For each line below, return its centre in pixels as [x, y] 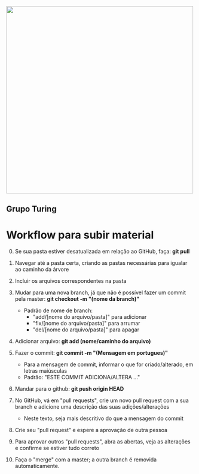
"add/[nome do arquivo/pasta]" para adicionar [90, 317]
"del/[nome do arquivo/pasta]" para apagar [86, 330]
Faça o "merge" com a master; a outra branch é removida [86, 460]
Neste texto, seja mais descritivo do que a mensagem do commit [103, 418]
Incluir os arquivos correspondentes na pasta [71, 281]
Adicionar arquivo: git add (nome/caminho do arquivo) [83, 342]
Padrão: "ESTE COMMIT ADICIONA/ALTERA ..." [82, 378]
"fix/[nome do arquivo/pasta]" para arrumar [86, 324]
